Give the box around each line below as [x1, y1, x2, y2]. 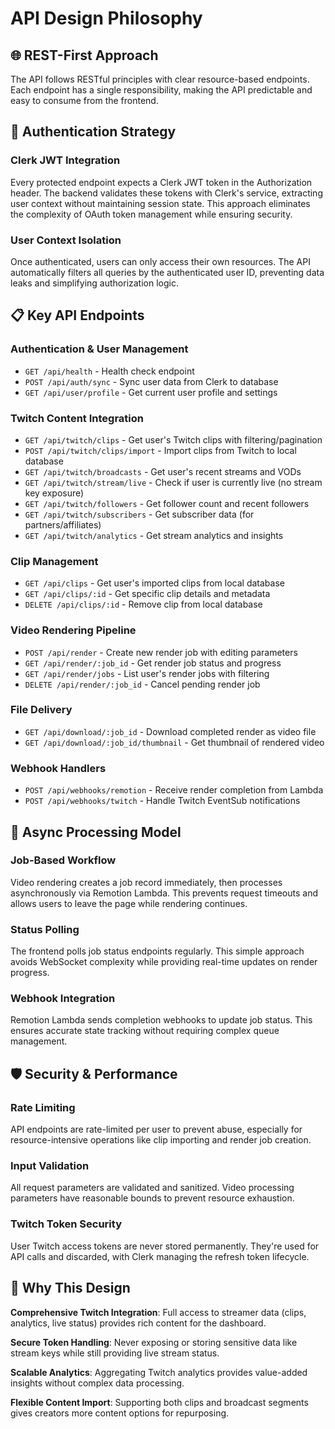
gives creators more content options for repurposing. [10, 1407, 230, 1419]
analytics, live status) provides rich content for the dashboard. [10, 1317, 267, 1329]
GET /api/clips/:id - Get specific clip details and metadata [24, 588, 271, 600]
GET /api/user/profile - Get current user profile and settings [24, 386, 278, 398]
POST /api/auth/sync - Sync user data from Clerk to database [24, 375, 279, 387]
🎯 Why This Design [10, 1280, 131, 1297]
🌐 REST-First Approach [10, 47, 159, 64]
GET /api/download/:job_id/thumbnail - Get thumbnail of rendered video [24, 736, 325, 748]
